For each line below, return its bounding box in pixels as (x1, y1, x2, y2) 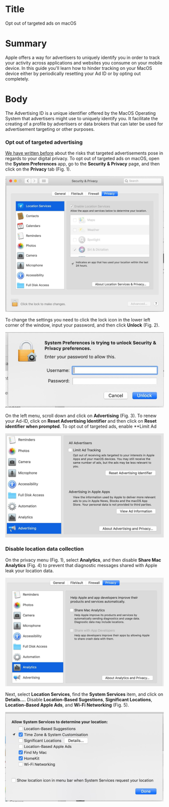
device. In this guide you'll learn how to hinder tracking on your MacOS (5, 65, 152, 71)
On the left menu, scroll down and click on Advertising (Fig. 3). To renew (5, 413, 157, 419)
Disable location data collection (5, 545, 84, 552)
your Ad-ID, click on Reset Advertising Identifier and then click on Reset (5, 418, 157, 424)
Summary (5, 38, 47, 49)
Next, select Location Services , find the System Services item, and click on (5, 691, 163, 697)
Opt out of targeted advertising (5, 138, 83, 145)
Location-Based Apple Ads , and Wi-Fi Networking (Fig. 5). (5, 702, 129, 708)
